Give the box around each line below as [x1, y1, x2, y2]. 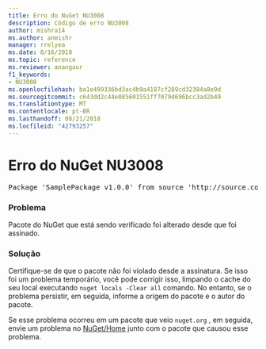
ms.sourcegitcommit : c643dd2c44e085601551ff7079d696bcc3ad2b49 [8, 93, 222, 101]
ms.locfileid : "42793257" [8, 122, 93, 130]
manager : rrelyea [8, 41, 66, 49]
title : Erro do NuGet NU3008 [8, 11, 104, 20]
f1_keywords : [8, 71, 51, 79]
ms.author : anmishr [8, 33, 73, 42]
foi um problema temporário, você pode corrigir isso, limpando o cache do [8, 274, 251, 284]
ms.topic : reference [8, 56, 77, 64]
